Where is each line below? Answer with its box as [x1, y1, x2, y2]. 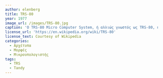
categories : [5, 39, 29, 44]
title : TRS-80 [5, 12, 34, 16]
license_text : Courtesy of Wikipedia [5, 34, 81, 39]
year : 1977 [5, 16, 27, 21]
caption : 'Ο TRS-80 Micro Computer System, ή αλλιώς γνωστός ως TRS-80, [5, 25, 155, 30]
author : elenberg [5, 7, 40, 12]
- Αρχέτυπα [9, 43, 32, 48]
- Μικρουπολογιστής [9, 52, 49, 57]
